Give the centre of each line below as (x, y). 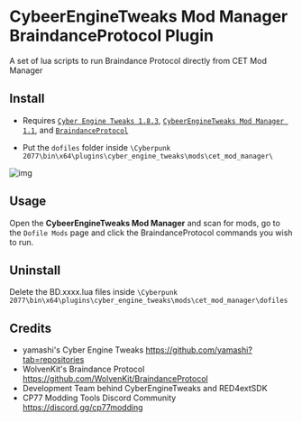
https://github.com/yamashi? (199, 350)
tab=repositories (53, 360)
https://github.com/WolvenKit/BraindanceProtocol (115, 379)
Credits (31, 328)
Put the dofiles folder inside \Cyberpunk (96, 147)
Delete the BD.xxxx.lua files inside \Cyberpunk (94, 292)
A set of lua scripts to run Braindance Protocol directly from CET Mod (138, 60)
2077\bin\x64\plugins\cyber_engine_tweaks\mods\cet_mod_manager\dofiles (149, 301)
